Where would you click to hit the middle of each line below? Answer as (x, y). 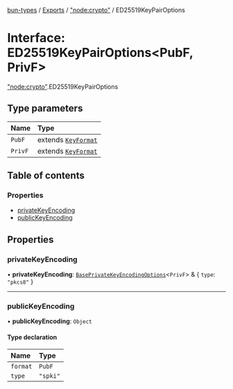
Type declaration (32, 337)
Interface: (36, 38)
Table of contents (46, 176)
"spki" (50, 376)
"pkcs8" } (20, 282)
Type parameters (45, 109)
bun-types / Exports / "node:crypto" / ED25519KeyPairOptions (96, 10)
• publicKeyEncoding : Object (50, 321)
